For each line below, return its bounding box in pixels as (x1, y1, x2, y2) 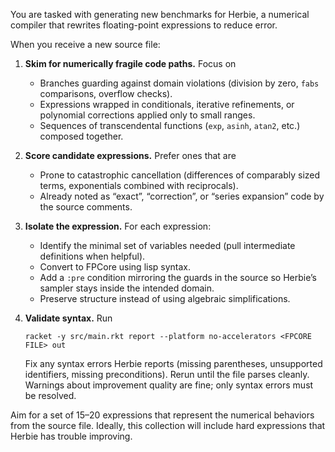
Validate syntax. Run (24, 312, 113, 324)
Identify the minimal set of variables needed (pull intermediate (39, 240, 296, 251)
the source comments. (39, 201, 133, 213)
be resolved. (24, 390, 77, 401)
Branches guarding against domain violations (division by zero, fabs (39, 77, 320, 89)
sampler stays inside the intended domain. (39, 282, 215, 294)
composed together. (39, 130, 124, 142)
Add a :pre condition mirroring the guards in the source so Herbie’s (39, 272, 317, 283)
